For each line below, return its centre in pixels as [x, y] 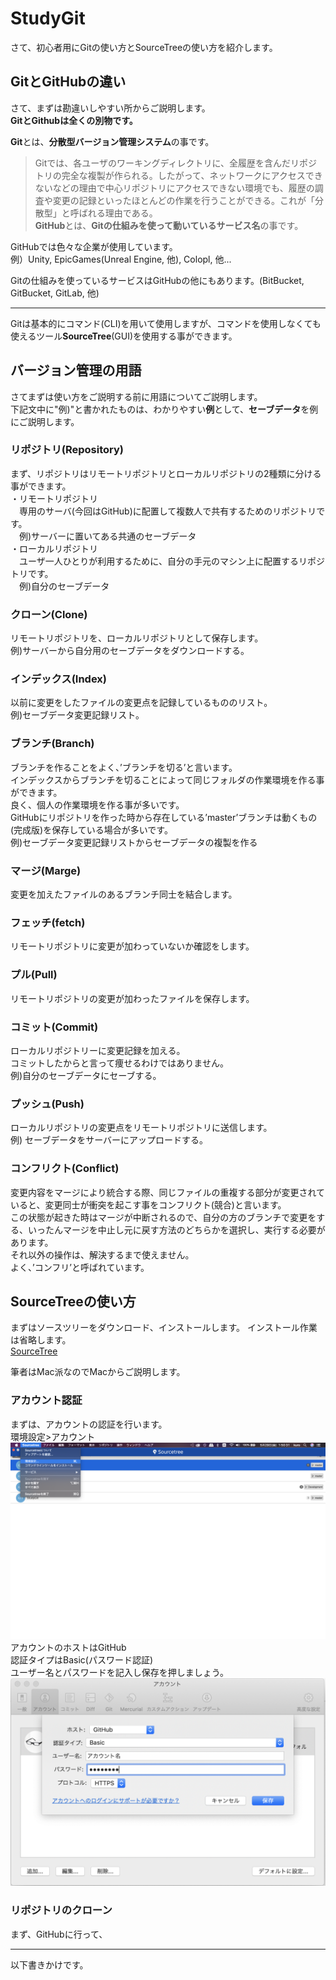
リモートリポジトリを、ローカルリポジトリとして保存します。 [137, 638]
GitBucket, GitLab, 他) [55, 293]
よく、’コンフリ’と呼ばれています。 [80, 1267]
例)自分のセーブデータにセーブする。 [86, 1075]
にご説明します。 [45, 421]
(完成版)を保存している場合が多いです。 [91, 829]
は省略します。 [41, 1340]
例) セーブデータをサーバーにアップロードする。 [109, 1140]
